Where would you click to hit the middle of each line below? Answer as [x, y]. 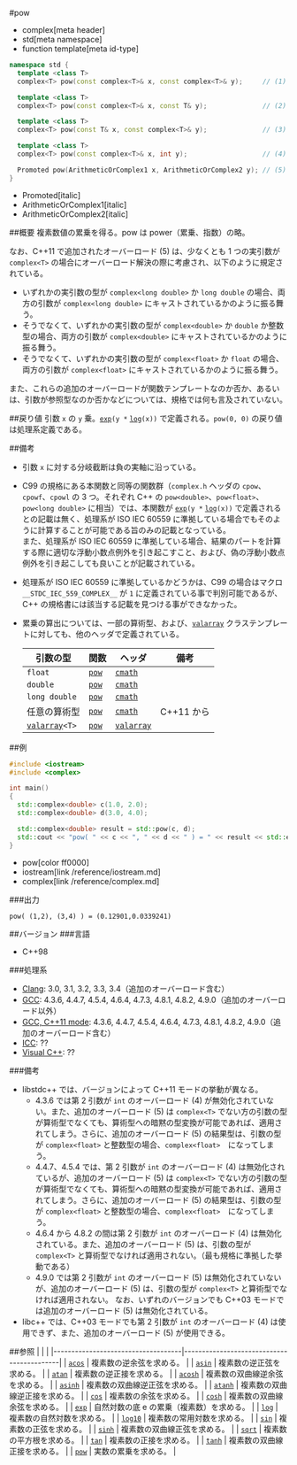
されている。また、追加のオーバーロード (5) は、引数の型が [143, 1244]
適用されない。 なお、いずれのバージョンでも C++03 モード [168, 1299]
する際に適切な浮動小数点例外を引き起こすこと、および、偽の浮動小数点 [153, 551]
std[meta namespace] [62, 39]
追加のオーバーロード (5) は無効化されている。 [128, 1310]
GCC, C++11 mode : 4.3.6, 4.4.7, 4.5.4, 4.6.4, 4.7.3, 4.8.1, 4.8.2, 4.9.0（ [148, 1022]
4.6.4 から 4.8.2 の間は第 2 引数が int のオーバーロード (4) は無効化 [158, 1233]
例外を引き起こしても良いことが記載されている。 [111, 563]
